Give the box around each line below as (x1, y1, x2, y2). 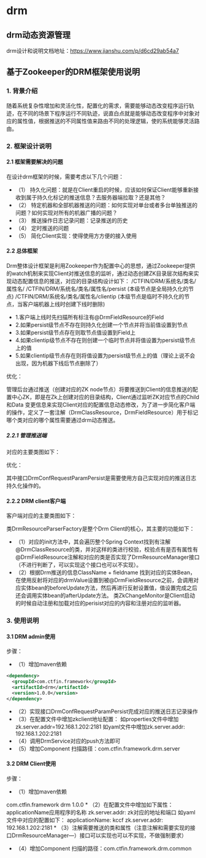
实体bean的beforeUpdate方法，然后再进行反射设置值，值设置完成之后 (20, 584, 197, 591)
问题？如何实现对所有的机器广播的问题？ (15, 209, 118, 216)
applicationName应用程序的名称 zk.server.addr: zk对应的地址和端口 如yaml (6, 808, 196, 816)
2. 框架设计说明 (6, 142, 52, 150)
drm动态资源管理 (6, 29, 71, 40)
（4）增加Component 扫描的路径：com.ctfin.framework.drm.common (15, 844, 192, 852)
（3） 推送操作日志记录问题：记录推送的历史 (15, 216, 128, 224)
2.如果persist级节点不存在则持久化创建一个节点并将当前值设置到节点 (15, 321, 188, 329)
